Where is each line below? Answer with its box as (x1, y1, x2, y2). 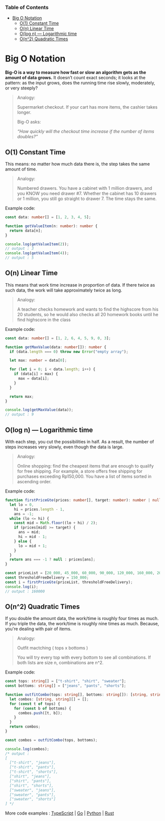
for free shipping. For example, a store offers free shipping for (17, 469, 143, 474)
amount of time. (5, 166, 37, 172)
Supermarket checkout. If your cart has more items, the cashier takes (17, 104, 158, 110)
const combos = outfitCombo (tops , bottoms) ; (5, 737, 98, 742)
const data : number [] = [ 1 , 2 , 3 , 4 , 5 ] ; (5, 215, 91, 220)
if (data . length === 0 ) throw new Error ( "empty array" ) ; (9, 349, 129, 354)
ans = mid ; (18, 530, 41, 535)
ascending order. (17, 479, 52, 485)
